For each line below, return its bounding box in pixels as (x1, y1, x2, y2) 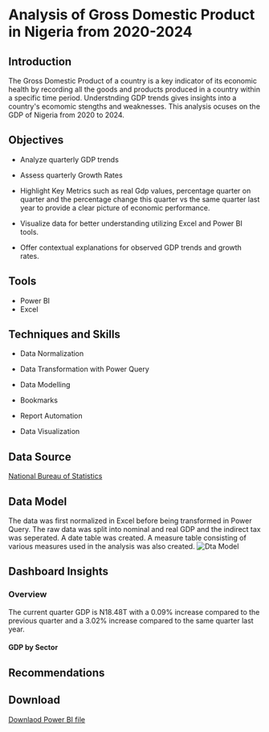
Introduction (8, 55, 72, 68)
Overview (8, 589, 47, 600)
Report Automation (19, 411, 83, 421)
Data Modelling (19, 380, 71, 390)
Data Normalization (19, 349, 84, 358)
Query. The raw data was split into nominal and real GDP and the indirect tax (8, 525, 261, 534)
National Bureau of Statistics (8, 472, 103, 481)
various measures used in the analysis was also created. (8, 542, 195, 551)
